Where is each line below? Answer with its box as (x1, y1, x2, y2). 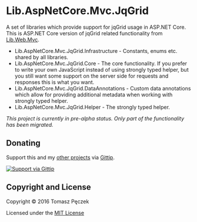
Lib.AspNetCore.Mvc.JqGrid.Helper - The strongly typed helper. (14, 103, 171, 110)
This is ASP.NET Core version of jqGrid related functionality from (6, 29, 163, 36)
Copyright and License (6, 182, 91, 192)
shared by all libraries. (14, 53, 69, 60)
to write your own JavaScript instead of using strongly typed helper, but (14, 66, 189, 73)
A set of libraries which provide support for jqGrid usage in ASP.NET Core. (6, 23, 186, 31)
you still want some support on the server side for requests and (14, 72, 169, 79)
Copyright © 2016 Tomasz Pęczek (6, 198, 89, 205)
